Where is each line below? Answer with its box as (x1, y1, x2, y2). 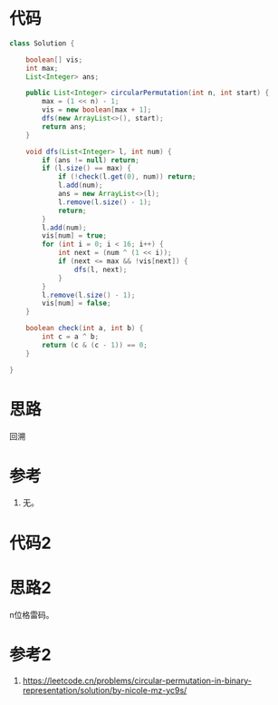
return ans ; (42, 122, 88, 132)
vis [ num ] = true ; (42, 231, 107, 240)
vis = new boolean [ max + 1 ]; (42, 105, 152, 114)
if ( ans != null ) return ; (42, 155, 140, 164)
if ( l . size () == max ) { (42, 164, 131, 173)
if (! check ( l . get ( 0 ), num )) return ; (57, 172, 197, 181)
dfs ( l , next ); (73, 265, 128, 274)
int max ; (25, 64, 59, 73)
